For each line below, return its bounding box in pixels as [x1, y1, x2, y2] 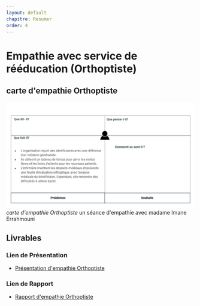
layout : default [6, 10, 47, 16]
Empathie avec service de [6, 49, 138, 63]
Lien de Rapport [6, 280, 54, 288]
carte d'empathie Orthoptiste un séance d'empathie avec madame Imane [6, 209, 187, 216]
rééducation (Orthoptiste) [6, 62, 137, 75]
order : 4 [6, 22, 28, 28]
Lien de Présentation [6, 251, 68, 259]
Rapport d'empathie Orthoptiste [14, 293, 94, 301]
